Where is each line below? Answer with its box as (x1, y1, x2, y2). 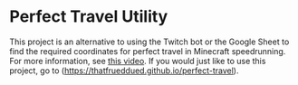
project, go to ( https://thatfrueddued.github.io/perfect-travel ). (9, 65, 239, 76)
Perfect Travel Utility (9, 6, 168, 27)
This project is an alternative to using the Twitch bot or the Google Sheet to (9, 36, 290, 47)
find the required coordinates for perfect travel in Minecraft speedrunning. (9, 45, 286, 56)
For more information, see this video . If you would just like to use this (9, 55, 266, 66)
